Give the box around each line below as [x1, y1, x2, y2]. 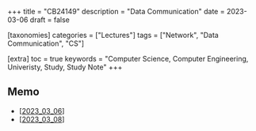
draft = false [29, 15, 71, 24]
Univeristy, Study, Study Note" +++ [7, 62, 123, 72]
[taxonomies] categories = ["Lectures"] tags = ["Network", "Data [7, 31, 219, 39]
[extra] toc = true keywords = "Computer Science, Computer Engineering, [7, 54, 249, 63]
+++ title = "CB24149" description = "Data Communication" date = [7, 7, 225, 16]
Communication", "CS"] [7, 39, 85, 48]
